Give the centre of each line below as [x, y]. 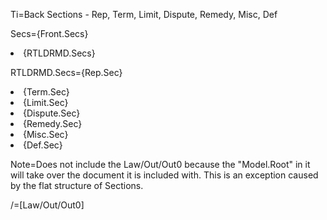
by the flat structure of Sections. [77, 185]
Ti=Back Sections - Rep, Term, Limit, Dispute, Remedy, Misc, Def [144, 14]
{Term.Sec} [46, 92]
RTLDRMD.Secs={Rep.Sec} [66, 72]
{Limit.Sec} [46, 102]
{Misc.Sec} [46, 134]
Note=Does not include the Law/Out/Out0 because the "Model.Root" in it [160, 164]
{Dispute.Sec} [52, 113]
